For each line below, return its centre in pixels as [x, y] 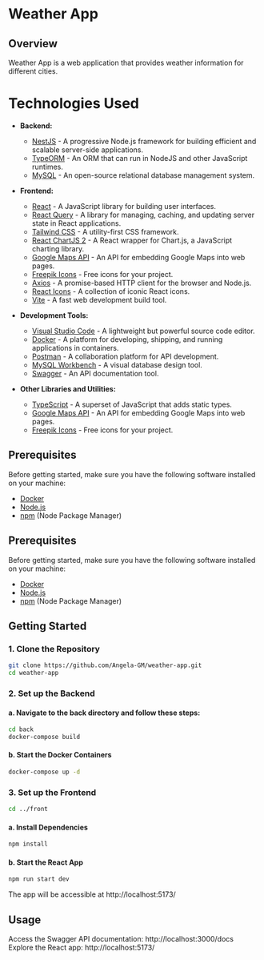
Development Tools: [54, 315]
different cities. [33, 71]
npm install [28, 844]
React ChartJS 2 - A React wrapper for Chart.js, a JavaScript [132, 240]
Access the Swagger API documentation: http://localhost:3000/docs [121, 939]
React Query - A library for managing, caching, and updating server [143, 215]
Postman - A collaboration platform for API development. [125, 356]
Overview [33, 44]
